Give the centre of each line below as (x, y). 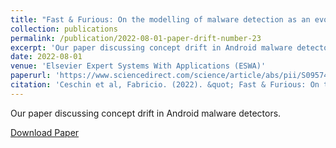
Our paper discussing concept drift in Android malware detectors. (146, 113)
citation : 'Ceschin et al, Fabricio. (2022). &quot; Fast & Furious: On (165, 85)
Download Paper (45, 132)
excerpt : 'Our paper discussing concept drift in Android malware (151, 47)
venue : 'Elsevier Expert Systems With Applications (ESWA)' (138, 66)
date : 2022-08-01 (46, 57)
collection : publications (64, 29)
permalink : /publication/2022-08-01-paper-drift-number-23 (136, 38)
